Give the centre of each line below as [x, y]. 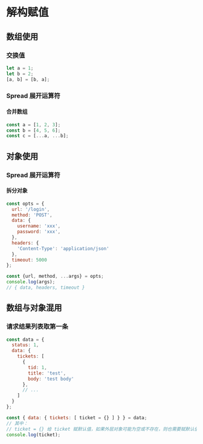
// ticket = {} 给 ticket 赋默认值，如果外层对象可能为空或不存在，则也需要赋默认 [100, 429]
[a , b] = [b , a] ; [28, 79]
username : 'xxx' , [39, 226]
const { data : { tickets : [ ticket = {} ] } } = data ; [77, 417]
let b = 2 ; [20, 74]
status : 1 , [25, 345]
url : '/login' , [31, 209]
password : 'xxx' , [39, 232]
